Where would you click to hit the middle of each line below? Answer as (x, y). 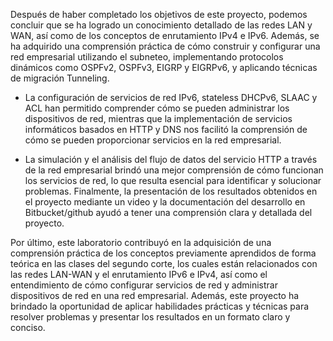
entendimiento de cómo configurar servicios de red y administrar (144, 285)
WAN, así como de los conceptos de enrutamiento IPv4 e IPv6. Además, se (165, 35)
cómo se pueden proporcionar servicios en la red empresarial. (153, 140)
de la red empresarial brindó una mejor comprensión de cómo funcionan (174, 170)
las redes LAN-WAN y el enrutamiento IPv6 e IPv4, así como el (139, 274)
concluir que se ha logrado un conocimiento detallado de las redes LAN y (161, 25)
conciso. (28, 327)
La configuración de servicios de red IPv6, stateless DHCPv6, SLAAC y (171, 97)
